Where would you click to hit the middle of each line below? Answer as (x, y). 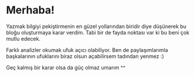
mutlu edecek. (23, 38)
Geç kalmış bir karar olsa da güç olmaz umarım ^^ (66, 67)
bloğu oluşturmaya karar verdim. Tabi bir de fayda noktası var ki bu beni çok (98, 32)
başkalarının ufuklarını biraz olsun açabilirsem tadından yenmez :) (85, 56)
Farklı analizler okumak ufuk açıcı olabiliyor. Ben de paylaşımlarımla (87, 50)
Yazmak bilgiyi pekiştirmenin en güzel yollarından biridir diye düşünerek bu (96, 26)
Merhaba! (30, 10)
